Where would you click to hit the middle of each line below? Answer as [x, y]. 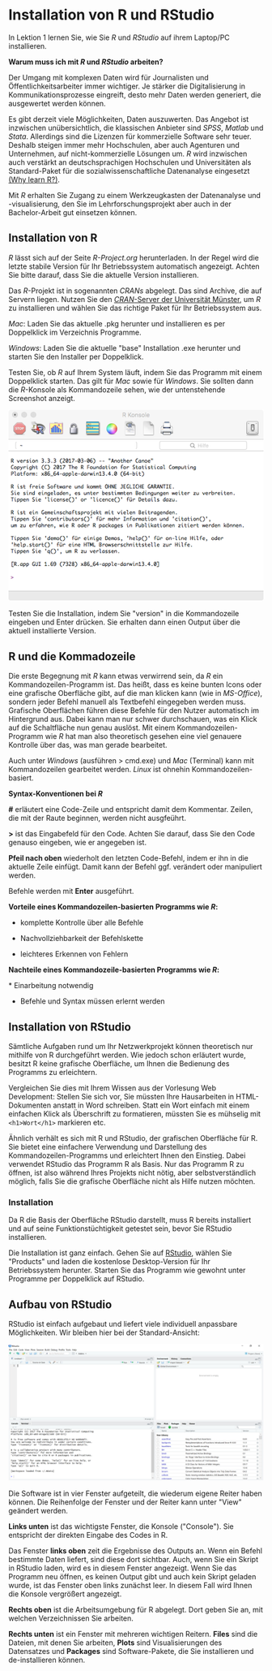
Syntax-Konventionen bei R [55, 794]
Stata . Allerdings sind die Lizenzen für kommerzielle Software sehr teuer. [130, 136]
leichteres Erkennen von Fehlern [74, 954]
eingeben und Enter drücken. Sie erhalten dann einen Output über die [125, 622]
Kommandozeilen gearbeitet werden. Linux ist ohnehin [99, 770]
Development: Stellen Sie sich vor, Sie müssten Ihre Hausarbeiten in [121, 1097]
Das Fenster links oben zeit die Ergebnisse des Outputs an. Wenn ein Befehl [136, 1550]
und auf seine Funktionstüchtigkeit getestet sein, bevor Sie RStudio [120, 1228]
